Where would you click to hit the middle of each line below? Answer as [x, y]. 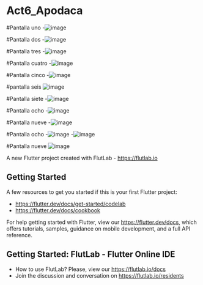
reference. [19, 235]
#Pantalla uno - [26, 28]
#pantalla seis [24, 87]
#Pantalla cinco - [28, 75]
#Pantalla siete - [27, 98]
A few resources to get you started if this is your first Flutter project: [92, 192]
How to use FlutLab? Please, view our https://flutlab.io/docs [90, 269]
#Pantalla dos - [25, 39]
